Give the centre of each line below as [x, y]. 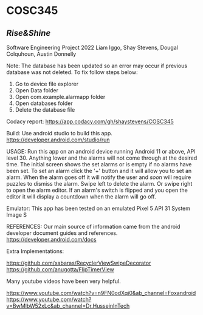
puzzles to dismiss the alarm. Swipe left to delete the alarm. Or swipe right [99, 184]
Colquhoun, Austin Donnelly [41, 54]
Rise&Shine [29, 33]
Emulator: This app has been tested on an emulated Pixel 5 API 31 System [98, 208]
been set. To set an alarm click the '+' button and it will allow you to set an [99, 171]
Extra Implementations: [35, 251]
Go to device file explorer [47, 84]
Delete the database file [45, 110]
